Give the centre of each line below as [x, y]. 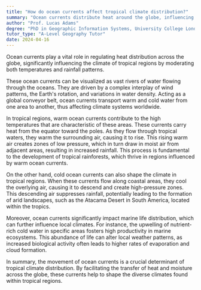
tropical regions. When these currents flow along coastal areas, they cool [96, 181]
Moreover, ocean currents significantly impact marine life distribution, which [100, 218]
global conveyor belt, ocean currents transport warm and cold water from [97, 100]
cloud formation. [27, 250]
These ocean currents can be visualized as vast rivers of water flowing [94, 81]
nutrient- [181, 225]
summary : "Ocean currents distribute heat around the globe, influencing [100, 17]
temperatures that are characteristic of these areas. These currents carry [96, 125]
